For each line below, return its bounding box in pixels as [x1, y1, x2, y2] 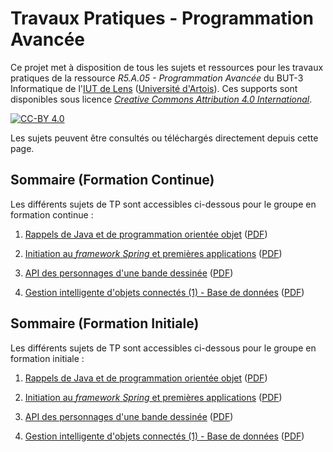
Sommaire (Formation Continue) [10, 172, 215, 189]
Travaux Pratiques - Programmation [10, 7, 314, 30]
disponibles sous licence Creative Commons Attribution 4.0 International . [10, 93, 313, 105]
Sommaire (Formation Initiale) [10, 315, 200, 332]
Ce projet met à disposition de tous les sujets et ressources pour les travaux [10, 61, 324, 73]
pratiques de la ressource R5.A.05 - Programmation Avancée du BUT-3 [10, 72, 304, 84]
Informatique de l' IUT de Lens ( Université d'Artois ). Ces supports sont [10, 82, 298, 94]
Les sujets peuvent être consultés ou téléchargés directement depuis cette [10, 132, 319, 144]
